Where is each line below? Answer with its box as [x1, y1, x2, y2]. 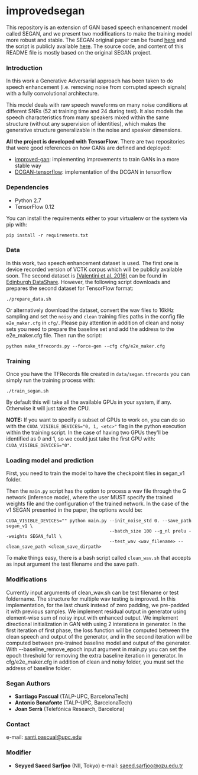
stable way [14, 162, 41, 170]
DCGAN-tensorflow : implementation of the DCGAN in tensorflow [14, 168, 172, 176]
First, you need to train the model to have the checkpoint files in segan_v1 [6, 470, 185, 477]
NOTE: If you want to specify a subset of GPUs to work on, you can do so [6, 416, 185, 423]
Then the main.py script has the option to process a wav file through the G [6, 487, 187, 495]
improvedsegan [6, 4, 85, 18]
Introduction [6, 63, 43, 72]
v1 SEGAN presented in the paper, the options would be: [6, 506, 143, 514]
